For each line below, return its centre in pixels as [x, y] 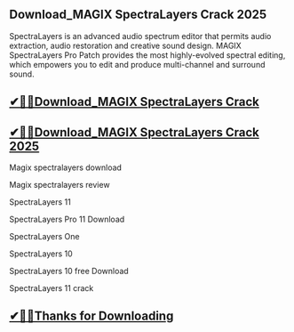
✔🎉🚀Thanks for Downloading [91, 316]
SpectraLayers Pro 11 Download [67, 219]
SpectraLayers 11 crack [52, 288]
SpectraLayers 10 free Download [69, 271]
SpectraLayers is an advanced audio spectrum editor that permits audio [140, 36]
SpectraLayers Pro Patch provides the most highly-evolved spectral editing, [147, 55]
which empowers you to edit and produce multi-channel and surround [137, 64]
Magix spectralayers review [60, 185]
